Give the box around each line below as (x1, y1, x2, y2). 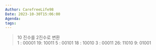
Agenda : (5, 16, 21, 21)
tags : (5, 20, 16, 26)
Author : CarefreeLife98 (5, 7, 54, 12)
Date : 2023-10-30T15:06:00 (5, 12, 61, 17)
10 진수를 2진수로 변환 (17, 34, 60, 40)
